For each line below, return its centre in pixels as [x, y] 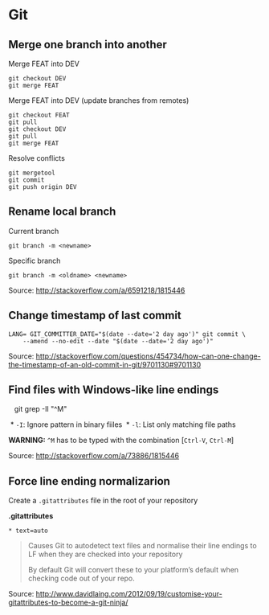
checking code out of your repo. [81, 578]
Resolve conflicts [37, 158]
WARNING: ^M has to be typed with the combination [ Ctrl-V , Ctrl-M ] [121, 441]
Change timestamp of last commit [95, 316]
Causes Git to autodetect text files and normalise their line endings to [142, 546]
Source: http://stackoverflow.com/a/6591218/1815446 [97, 290]
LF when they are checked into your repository [105, 554]
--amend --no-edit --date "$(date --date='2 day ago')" [118, 341]
